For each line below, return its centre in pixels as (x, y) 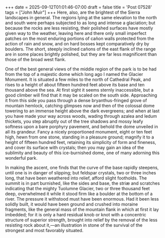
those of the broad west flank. (36, 59)
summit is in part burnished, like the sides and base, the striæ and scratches (82, 183)
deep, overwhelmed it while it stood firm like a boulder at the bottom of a (79, 194)
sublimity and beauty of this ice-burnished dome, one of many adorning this (82, 153)
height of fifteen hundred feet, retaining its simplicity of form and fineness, (81, 142)
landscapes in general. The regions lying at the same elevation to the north (81, 17)
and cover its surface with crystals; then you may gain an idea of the (75, 148)
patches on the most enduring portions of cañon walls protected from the (80, 38)
